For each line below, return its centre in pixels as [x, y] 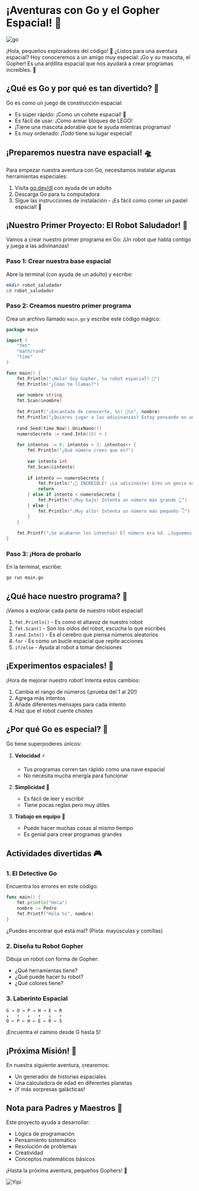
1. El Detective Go [32, 873]
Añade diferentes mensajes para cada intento [70, 704]
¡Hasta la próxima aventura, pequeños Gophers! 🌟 [67, 1170]
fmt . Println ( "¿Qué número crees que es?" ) [81, 451]
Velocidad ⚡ [30, 755]
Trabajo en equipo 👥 [40, 816]
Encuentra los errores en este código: [52, 886]
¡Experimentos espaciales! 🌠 [60, 666]
